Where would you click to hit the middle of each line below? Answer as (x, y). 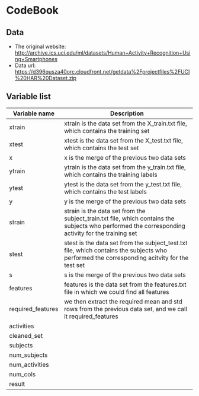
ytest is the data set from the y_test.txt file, (123, 184)
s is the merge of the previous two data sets (125, 275)
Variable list (29, 96)
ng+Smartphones (36, 59)
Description (127, 113)
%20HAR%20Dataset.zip (46, 78)
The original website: (40, 46)
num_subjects (28, 355)
